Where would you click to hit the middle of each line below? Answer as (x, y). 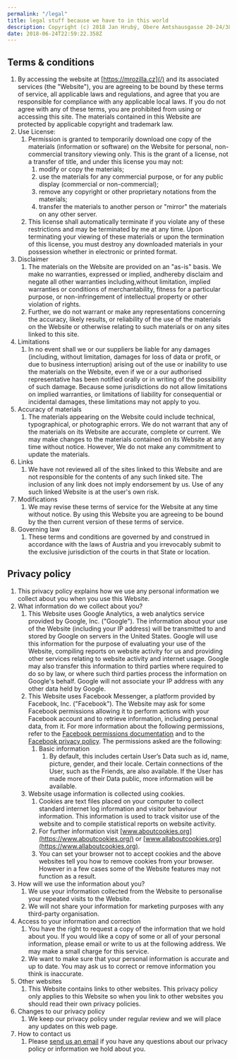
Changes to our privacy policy (61, 1011)
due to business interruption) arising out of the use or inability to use (128, 364)
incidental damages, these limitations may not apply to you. (114, 402)
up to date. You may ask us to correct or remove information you (122, 966)
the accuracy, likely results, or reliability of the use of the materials (124, 319)
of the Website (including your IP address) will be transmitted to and (127, 629)
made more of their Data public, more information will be (131, 778)
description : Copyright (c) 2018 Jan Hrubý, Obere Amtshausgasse (105, 27)
